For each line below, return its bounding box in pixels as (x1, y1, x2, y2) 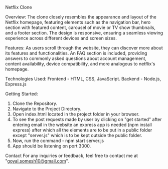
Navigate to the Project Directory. (12, 106, 82, 111)
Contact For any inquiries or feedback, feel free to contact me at (5, 152, 138, 158)
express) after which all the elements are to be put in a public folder (12, 127, 152, 133)
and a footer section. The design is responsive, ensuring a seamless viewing (5, 30, 163, 35)
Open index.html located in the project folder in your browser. (12, 111, 139, 117)
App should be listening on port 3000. (12, 143, 91, 149)
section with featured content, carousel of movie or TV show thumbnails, (5, 24, 155, 30)
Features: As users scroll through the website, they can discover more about (5, 45, 163, 50)
